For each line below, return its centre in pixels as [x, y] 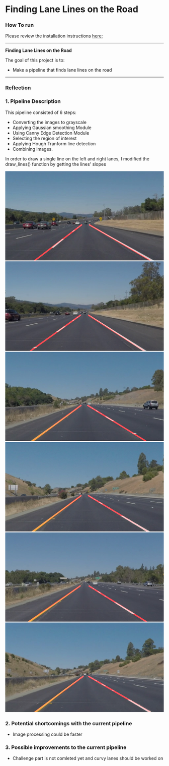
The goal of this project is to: [35, 60]
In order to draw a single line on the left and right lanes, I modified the [77, 159]
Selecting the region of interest [45, 138]
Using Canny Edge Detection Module [51, 133]
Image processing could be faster [47, 734]
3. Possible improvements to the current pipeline [66, 747]
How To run [20, 25]
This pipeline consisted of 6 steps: [41, 112]
